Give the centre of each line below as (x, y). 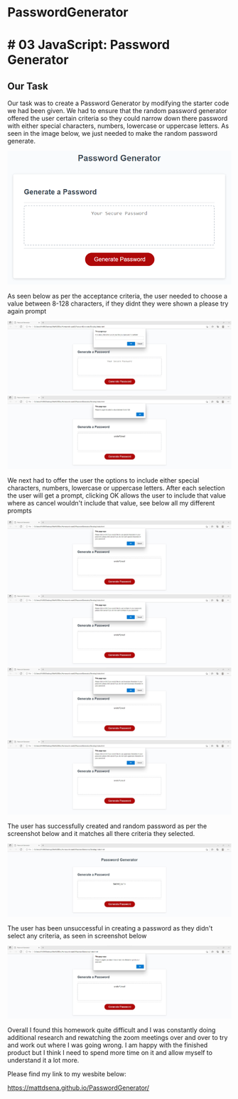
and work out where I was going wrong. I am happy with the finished (108, 1045)
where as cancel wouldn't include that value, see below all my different (111, 503)
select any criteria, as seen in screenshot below (77, 936)
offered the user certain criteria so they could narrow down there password (118, 119)
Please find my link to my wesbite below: (67, 1073)
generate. (21, 141)
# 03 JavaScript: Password (89, 45)
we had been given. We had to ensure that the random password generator (117, 111)
